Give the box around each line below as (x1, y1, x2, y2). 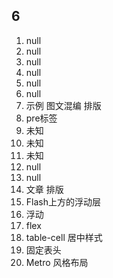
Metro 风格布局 (25, 256, 89, 268)
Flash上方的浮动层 (25, 195, 101, 208)
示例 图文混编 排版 (25, 99, 102, 111)
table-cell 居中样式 (25, 231, 103, 243)
